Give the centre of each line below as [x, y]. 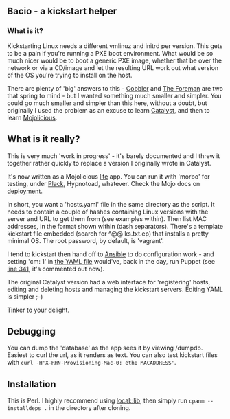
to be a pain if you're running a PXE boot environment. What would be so [110, 53]
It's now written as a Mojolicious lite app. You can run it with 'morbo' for [109, 176]
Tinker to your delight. [38, 310]
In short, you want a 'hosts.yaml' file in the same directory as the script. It [111, 204]
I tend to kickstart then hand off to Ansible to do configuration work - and [111, 254]
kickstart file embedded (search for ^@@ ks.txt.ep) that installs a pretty [108, 234]
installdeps [24, 409]
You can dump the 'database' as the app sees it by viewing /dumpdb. [105, 348]
